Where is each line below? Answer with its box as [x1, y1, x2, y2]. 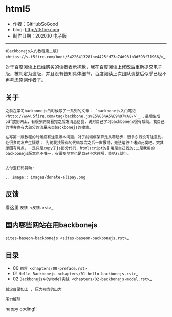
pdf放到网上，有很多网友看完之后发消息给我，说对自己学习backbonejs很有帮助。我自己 [5, 119, 165, 124]
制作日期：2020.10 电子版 [12, 32, 67, 39]
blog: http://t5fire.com [12, 26, 60, 32]
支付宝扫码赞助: [5, 165, 35, 170]
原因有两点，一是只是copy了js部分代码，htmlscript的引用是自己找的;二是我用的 [5, 145, 155, 151]
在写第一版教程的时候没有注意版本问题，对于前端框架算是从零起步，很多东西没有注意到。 [5, 134, 165, 139]
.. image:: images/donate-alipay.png [5, 174, 86, 180]
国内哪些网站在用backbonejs [5, 221, 98, 230]
